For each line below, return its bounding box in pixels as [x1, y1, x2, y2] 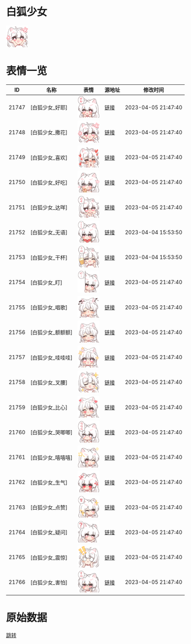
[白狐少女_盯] [30, 279, 62, 286]
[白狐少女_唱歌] [30, 304, 68, 311]
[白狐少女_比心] [30, 404, 68, 411]
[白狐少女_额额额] [30, 329, 73, 336]
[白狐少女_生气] [30, 479, 68, 486]
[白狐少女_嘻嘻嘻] [30, 454, 73, 461]
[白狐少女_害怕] [30, 578, 68, 586]
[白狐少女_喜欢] [30, 154, 68, 161]
